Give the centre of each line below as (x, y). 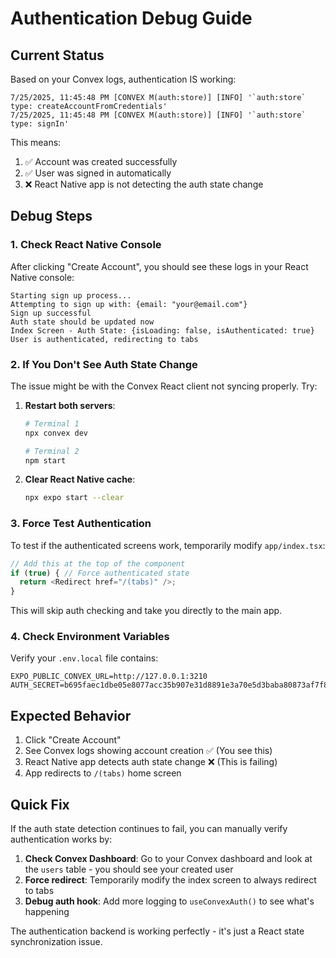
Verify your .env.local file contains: (84, 658)
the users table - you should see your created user (129, 869)
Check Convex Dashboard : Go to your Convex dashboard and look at (168, 859)
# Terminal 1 (52, 423)
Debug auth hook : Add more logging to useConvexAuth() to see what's (169, 901)
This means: (36, 142)
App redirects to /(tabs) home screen (103, 773)
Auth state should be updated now (82, 322)
